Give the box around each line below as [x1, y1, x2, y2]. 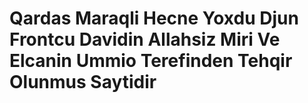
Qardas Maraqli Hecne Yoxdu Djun [9, 7, 299, 30]
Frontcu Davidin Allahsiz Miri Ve [9, 28, 281, 51]
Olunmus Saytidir [9, 71, 157, 94]
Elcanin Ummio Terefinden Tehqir [9, 50, 293, 72]
